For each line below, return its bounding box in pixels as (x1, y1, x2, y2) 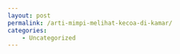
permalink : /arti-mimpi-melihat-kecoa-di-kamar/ (7, 19, 173, 27)
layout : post (7, 11, 51, 20)
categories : (7, 26, 47, 34)
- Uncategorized (22, 33, 77, 42)
